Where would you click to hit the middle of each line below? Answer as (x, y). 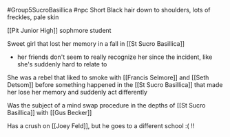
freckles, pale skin (33, 17)
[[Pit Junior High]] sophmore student (59, 30)
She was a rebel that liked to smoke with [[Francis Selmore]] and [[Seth (108, 77)
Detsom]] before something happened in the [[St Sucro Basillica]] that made (115, 85)
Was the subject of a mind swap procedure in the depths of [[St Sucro (106, 105)
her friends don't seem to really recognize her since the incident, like (115, 57)
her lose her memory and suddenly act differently (77, 92)
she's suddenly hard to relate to (62, 64)
